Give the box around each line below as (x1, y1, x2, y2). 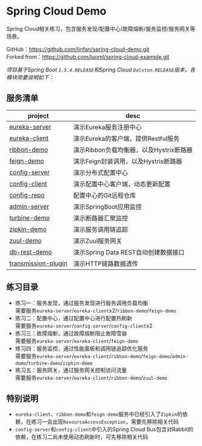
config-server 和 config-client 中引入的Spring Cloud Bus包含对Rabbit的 (15, 426, 194, 433)
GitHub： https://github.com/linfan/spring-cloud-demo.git (6, 46, 150, 53)
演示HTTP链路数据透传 (73, 259, 138, 268)
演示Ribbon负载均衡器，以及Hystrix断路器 (73, 146, 193, 154)
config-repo (9, 191, 45, 199)
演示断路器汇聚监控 (73, 214, 129, 222)
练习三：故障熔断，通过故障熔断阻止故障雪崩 (15, 329, 127, 337)
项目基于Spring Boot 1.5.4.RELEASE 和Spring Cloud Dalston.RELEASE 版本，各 (6, 66, 196, 73)
